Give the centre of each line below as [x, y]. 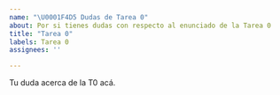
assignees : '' [35, 50]
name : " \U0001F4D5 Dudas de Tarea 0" [79, 17]
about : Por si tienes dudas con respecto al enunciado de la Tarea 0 [140, 26]
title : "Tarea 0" [41, 33]
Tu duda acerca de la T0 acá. [62, 83]
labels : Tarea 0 [39, 42]
